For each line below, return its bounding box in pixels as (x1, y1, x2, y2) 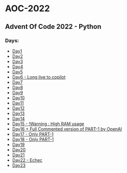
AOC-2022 (5, 3, 50, 14)
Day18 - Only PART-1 (12, 136, 54, 142)
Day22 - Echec (12, 157, 42, 163)
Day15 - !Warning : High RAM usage (12, 121, 85, 127)
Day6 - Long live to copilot (12, 74, 66, 80)
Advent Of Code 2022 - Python (5, 22, 102, 31)
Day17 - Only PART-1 (12, 131, 54, 137)
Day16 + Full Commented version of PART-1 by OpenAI (12, 126, 122, 132)
